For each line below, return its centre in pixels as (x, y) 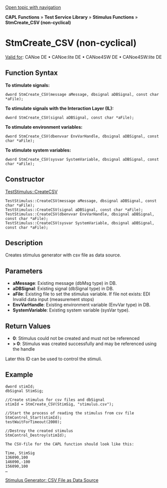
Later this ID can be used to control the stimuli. (54, 359)
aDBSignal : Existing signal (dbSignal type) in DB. (63, 289)
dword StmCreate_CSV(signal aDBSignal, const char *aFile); (70, 118)
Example (19, 375)
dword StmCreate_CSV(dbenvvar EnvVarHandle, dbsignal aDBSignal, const (82, 136)
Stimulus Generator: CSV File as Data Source (52, 480)
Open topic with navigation (33, 7)
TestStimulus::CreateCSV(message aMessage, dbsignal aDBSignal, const (81, 201)
